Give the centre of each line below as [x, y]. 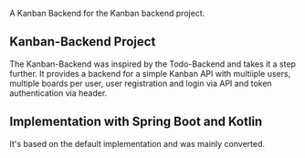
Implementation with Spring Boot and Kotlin [136, 122]
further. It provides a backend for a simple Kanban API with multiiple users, [150, 73]
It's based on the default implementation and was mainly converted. [137, 143]
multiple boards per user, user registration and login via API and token [141, 83]
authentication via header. [58, 93]
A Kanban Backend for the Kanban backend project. [107, 13]
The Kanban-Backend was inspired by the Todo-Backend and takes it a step [153, 64]
